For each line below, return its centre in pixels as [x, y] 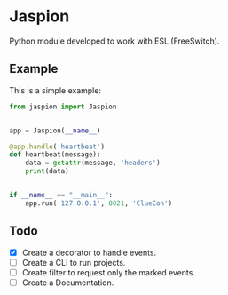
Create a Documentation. [68, 283]
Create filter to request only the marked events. [108, 272]
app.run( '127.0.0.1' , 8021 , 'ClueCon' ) [99, 203]
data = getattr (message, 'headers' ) [93, 163]
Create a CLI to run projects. [74, 262]
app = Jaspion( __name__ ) [55, 131]
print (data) [47, 171]
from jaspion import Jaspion [63, 107]
